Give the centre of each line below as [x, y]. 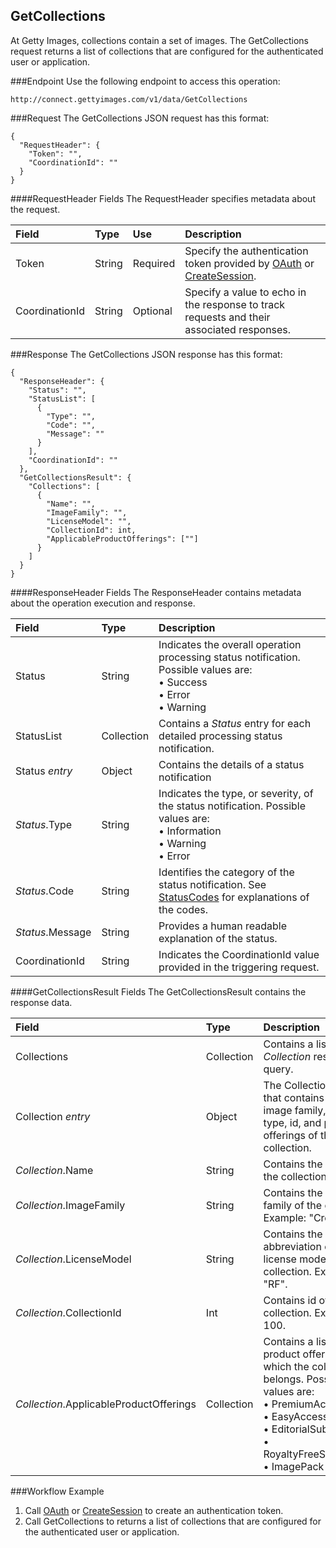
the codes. [183, 909]
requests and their [227, 317]
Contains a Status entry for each [235, 723]
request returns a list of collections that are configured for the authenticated [167, 51]
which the [286, 1366]
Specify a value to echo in [245, 292]
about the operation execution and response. [103, 603]
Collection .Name [54, 1170]
